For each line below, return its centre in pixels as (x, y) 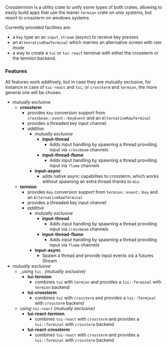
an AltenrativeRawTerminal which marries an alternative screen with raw (87, 42)
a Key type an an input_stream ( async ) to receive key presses (75, 37)
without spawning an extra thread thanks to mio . (91, 182)
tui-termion (39, 277)
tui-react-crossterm (48, 330)
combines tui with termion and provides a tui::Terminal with (98, 282)
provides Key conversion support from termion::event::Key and (92, 192)
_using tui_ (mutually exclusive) (53, 271)
